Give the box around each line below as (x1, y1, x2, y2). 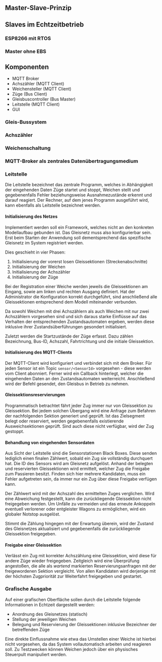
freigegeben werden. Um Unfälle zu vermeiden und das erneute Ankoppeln (5, 501, 155, 507)
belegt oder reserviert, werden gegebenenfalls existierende (5, 418, 124, 424)
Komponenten (5, 63, 49, 71)
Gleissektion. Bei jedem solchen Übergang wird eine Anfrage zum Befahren (5, 408, 156, 414)
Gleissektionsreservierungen (5, 392, 65, 398)
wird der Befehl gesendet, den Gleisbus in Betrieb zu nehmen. (5, 381, 130, 387)
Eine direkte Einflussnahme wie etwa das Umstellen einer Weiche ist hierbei (5, 636, 156, 642)
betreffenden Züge (12, 627, 50, 632)
